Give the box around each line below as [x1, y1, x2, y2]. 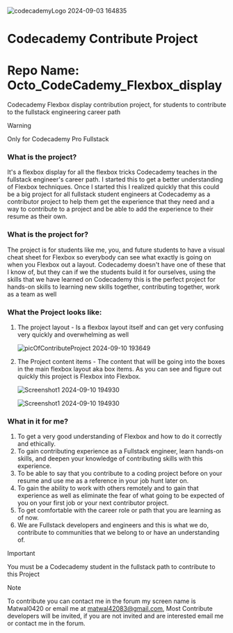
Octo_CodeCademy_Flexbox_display [7, 77, 223, 93]
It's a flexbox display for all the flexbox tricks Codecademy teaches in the [7, 168, 218, 177]
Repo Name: [7, 63, 80, 79]
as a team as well [7, 289, 57, 298]
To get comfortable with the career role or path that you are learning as [17, 506, 221, 515]
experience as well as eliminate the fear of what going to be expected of [17, 491, 225, 500]
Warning [7, 122, 31, 130]
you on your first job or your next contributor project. [17, 499, 169, 507]
